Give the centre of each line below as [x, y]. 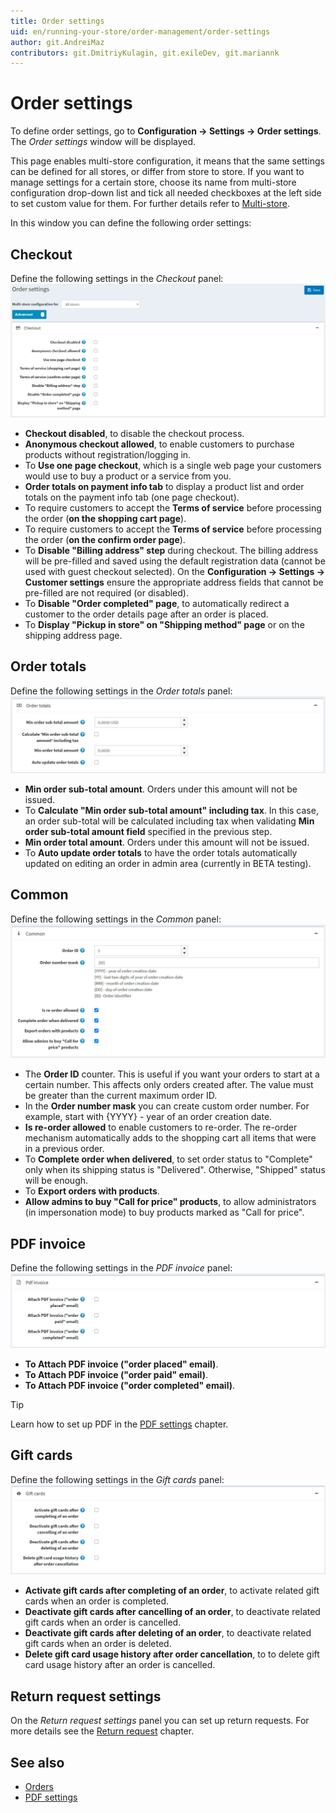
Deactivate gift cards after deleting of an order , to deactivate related [168, 1633]
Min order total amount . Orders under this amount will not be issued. [167, 842]
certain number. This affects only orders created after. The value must [169, 1085]
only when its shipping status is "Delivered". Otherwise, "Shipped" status [175, 1170]
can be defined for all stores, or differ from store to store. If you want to [157, 172]
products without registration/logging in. [108, 455]
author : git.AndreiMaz [57, 42]
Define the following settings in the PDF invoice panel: [121, 1268]
